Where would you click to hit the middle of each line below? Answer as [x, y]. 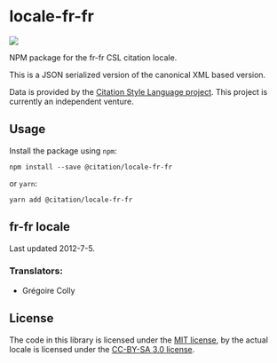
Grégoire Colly [48, 290]
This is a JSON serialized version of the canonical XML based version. [138, 75]
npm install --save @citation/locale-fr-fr [91, 167]
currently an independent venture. [72, 101]
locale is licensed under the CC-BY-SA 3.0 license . [102, 349]
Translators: [36, 271]
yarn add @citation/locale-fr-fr [71, 200]
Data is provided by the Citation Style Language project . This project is [138, 91]
